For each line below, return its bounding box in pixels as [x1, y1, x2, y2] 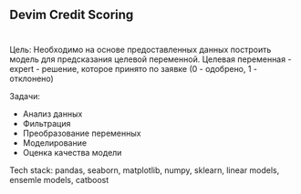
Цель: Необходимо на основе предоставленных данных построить [9, 44, 272, 55]
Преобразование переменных [22, 128, 141, 138]
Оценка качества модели [22, 147, 122, 158]
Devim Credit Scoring [9, 7, 134, 23]
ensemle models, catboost [9, 174, 109, 185]
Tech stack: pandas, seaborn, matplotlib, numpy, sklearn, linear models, [9, 164, 280, 176]
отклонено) [9, 73, 55, 84]
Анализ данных [22, 108, 83, 119]
